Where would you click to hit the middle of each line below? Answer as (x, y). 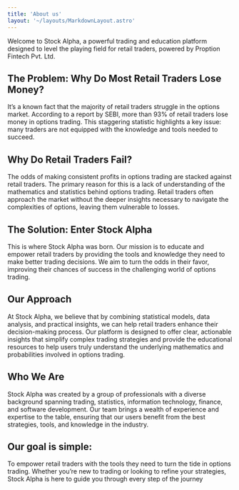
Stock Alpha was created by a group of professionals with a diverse (107, 394)
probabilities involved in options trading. (66, 354)
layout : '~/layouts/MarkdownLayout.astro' (71, 21)
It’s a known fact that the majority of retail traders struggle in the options (113, 107)
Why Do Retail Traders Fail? (70, 159)
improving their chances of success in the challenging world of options (112, 269)
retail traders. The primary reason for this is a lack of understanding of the (116, 184)
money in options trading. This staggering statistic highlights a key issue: (115, 122)
